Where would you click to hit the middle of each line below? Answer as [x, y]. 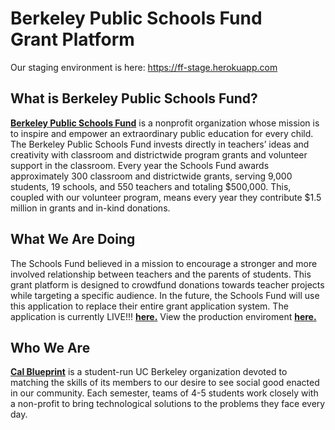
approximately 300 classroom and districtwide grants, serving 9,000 [151, 176]
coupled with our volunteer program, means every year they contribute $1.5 [166, 197]
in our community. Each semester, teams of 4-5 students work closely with [164, 393]
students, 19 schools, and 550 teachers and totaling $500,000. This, [151, 186]
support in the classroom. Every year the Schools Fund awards [140, 165]
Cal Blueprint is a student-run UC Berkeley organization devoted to [149, 372]
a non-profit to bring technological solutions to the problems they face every [168, 404]
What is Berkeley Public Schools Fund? [134, 98]
